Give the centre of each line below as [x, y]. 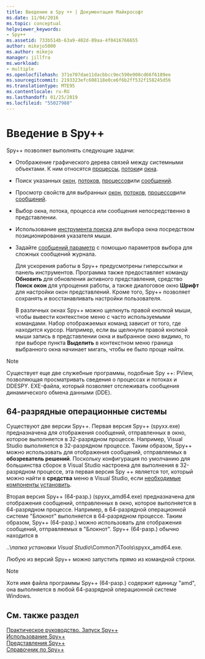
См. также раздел [43, 615]
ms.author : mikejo [30, 52]
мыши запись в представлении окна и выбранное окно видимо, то [102, 336]
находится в [22, 535]
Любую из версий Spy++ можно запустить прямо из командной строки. [101, 559]
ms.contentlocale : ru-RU [38, 92]
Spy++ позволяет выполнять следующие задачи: [70, 150]
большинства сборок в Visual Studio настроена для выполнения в [92, 465]
